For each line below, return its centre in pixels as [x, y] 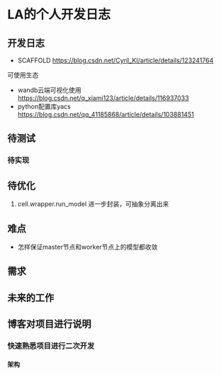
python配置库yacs [44, 106]
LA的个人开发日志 [59, 15]
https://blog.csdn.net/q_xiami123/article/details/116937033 [103, 98]
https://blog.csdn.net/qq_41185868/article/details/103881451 [106, 114]
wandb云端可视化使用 [49, 90]
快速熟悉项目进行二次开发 [51, 346]
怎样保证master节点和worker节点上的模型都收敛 [87, 247]
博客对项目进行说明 [49, 324]
